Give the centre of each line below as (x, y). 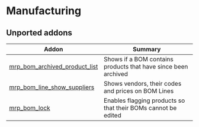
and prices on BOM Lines (139, 91)
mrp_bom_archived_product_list (54, 66)
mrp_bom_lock (30, 108)
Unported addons (39, 33)
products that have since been (146, 66)
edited (112, 115)
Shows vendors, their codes (142, 84)
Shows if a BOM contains (138, 59)
